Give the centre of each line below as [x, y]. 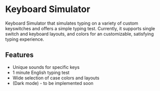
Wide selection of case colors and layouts [56, 78]
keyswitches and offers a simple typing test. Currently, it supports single [80, 28]
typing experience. [25, 39]
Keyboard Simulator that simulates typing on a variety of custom [72, 23]
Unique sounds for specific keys [46, 67]
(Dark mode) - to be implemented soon [53, 83]
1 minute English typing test [41, 72]
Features [19, 55]
